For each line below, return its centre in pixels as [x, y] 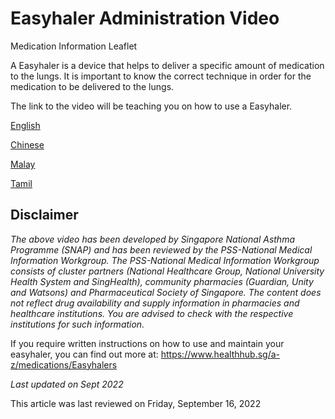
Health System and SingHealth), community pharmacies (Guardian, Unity [162, 281]
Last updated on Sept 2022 [67, 384]
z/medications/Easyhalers [64, 364]
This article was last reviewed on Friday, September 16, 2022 [136, 403]
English [25, 125]
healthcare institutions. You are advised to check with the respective [152, 313]
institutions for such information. [77, 324]
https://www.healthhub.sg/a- [220, 354]
